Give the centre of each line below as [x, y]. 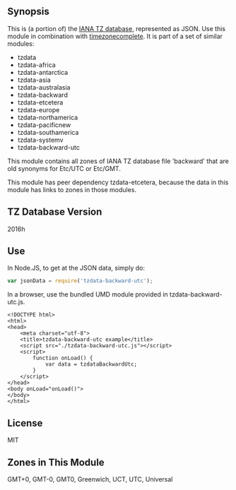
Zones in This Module [56, 462]
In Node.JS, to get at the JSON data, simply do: [76, 268]
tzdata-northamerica [48, 117]
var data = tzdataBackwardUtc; [91, 364]
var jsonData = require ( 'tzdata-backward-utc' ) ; [80, 281]
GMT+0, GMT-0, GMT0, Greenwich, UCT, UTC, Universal [90, 479]
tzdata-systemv [40, 140]
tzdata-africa [37, 65]
